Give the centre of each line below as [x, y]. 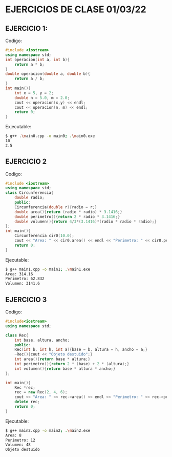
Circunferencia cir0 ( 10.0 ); [44, 236]
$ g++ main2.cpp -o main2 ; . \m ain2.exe [48, 430]
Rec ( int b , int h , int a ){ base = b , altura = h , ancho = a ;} [81, 350]
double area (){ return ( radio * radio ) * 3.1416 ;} [69, 212]
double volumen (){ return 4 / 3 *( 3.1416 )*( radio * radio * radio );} [86, 222]
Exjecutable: [18, 127]
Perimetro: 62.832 [25, 279]
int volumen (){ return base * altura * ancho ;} [65, 369]
